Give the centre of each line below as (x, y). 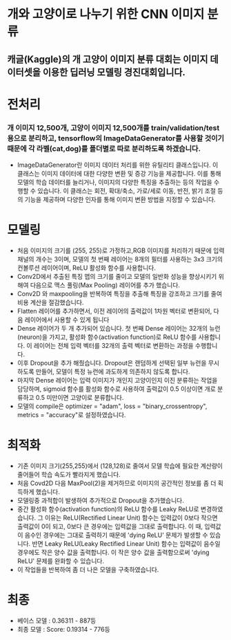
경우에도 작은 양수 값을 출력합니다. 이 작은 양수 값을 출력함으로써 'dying (113, 552)
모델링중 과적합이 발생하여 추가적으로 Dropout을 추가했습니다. (100, 500)
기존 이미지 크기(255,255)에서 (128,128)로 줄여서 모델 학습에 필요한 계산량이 (120, 466)
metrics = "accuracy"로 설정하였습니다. (71, 415)
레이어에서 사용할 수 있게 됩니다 (67, 320)
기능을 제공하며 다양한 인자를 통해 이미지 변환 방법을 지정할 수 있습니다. (120, 200)
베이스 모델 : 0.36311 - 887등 (57, 621)
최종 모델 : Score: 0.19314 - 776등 (63, 629)
